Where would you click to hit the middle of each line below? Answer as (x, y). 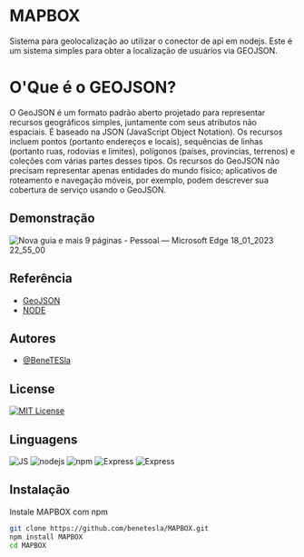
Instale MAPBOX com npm (59, 512)
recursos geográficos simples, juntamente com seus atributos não (133, 122)
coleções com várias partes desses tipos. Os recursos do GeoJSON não (144, 161)
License (32, 388)
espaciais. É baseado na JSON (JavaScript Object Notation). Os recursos (146, 132)
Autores (33, 338)
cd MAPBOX (28, 545)
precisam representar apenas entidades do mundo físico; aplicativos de (143, 170)
